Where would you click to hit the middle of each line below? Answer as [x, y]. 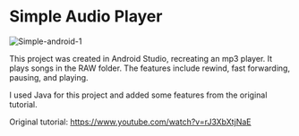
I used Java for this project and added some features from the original [138, 95]
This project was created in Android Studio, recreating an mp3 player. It [141, 58]
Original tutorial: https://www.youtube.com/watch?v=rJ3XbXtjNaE [130, 122]
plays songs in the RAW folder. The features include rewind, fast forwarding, [150, 68]
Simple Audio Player [86, 17]
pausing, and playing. [49, 77]
